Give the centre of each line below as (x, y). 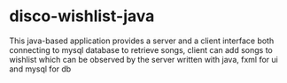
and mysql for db (40, 69)
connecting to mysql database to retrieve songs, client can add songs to (141, 49)
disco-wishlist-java (82, 16)
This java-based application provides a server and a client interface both (142, 41)
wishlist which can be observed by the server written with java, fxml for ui (144, 59)
